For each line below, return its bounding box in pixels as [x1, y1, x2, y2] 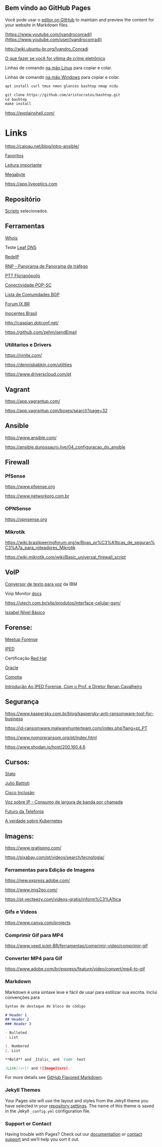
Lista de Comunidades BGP [5, 291, 60, 297]
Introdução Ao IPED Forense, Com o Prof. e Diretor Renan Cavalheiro [5, 683, 142, 689]
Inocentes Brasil [5, 310, 37, 316]
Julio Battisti [5, 780, 30, 786]
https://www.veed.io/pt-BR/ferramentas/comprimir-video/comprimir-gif [5, 943, 148, 949]
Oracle [5, 665, 18, 671]
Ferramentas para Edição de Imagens [5, 866, 95, 873]
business [5, 716, 23, 722]
